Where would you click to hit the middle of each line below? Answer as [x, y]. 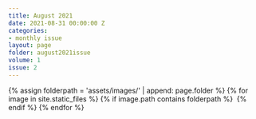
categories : [28, 30]
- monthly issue [35, 38]
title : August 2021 [41, 16]
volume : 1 [25, 61]
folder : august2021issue [49, 53]
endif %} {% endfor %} [46, 107]
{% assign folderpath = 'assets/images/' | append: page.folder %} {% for [128, 90]
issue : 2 [23, 68]
